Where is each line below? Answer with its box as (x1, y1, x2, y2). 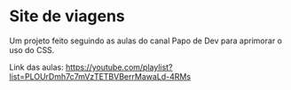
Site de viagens (9, 6, 126, 26)
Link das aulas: (9, 62, 64, 72)
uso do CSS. (9, 44, 55, 55)
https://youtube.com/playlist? (65, 62, 173, 72)
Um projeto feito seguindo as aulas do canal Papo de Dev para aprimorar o (9, 35, 282, 46)
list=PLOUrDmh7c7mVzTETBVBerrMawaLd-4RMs (9, 71, 192, 81)
